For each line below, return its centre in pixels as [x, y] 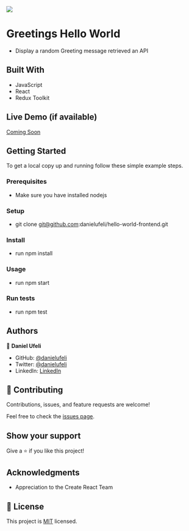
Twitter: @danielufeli [41, 364]
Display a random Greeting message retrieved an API [81, 51]
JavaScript [29, 85]
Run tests [21, 298]
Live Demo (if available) [52, 117]
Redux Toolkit [32, 97]
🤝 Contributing [35, 390]
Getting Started [36, 151]
